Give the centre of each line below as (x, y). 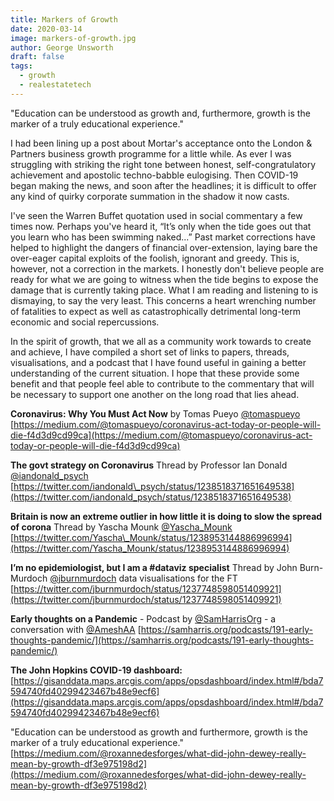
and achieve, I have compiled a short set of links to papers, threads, (150, 352)
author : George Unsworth (62, 47)
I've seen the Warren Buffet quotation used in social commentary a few (156, 215)
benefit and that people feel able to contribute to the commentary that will (162, 383)
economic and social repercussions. (85, 322)
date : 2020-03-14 (46, 29)
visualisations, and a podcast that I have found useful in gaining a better (158, 362)
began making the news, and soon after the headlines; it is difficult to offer (163, 185)
